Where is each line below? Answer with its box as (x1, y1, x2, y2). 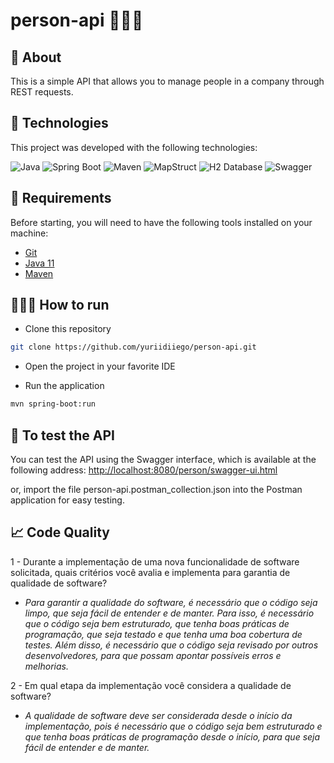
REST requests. (10, 86, 74, 98)
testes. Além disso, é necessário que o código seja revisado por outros (24, 639, 319, 651)
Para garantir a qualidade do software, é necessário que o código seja (24, 596, 318, 608)
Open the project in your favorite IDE (24, 360, 176, 373)
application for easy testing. (10, 494, 125, 506)
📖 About (10, 49, 62, 66)
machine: (10, 227, 49, 239)
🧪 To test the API (10, 427, 115, 444)
